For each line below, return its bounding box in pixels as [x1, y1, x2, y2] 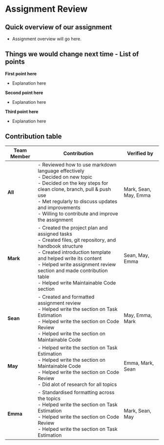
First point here [5, 70, 37, 76]
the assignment [37, 216, 73, 223]
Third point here [5, 109, 39, 115]
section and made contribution [37, 267, 108, 274]
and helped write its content [37, 255, 102, 261]
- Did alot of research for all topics [37, 381, 117, 388]
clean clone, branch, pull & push [37, 186, 111, 192]
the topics [37, 395, 61, 402]
